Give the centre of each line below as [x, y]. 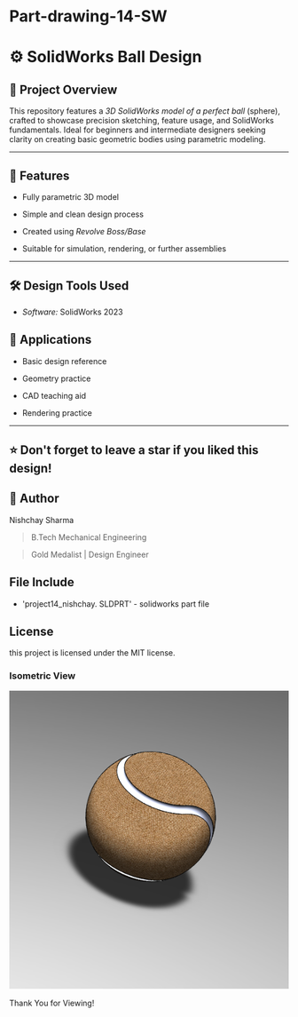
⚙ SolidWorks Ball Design [106, 57]
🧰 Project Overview [63, 89]
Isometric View [43, 676]
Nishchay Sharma [42, 520]
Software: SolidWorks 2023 [72, 312]
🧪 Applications [51, 340]
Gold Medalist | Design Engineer [90, 554]
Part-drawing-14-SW [88, 16]
